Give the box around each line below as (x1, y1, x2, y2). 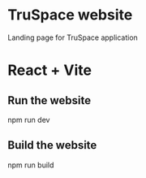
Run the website (7, 93, 91, 107)
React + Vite (7, 61, 92, 80)
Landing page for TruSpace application (7, 33, 139, 42)
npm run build (7, 160, 54, 170)
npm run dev (7, 115, 50, 124)
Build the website (7, 138, 97, 152)
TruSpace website (7, 6, 133, 24)
